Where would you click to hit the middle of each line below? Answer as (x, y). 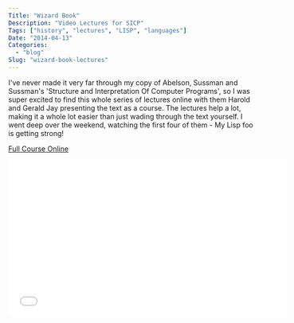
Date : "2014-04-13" (41, 38)
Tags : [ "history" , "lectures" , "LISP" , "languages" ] (98, 30)
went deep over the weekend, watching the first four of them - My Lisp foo (131, 125)
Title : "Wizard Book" (44, 16)
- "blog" (30, 53)
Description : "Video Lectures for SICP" (76, 23)
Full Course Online (39, 149)
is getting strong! (36, 133)
